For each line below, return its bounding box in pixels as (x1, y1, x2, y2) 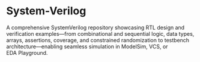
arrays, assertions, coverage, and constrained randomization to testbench (6, 36, 190, 44)
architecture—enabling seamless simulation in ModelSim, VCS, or (6, 43, 168, 50)
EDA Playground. (6, 49, 48, 56)
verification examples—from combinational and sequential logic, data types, (6, 30, 195, 37)
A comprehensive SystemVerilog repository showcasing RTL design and (6, 24, 185, 31)
